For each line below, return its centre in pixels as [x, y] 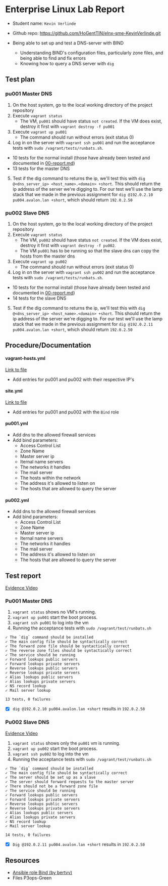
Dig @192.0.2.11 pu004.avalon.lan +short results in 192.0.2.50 [79, 844]
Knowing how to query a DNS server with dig [67, 63]
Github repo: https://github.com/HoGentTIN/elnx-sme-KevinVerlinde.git [87, 33]
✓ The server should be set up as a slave [50, 777]
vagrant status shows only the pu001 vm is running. [66, 743]
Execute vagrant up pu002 [40, 261]
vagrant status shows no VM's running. [54, 612]
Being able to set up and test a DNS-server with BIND [68, 43]
